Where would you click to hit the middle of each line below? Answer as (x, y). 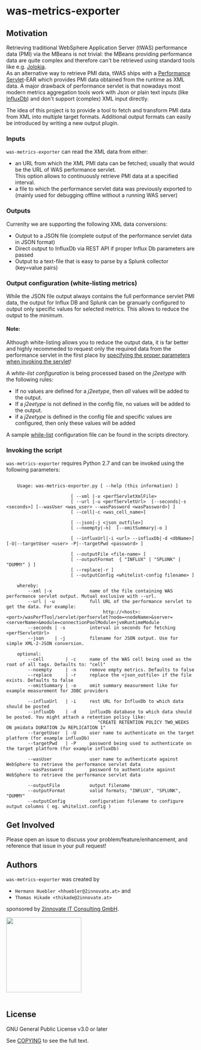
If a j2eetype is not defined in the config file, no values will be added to (103, 404)
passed (24, 255)
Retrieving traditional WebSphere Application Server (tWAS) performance (97, 47)
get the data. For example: (41, 607)
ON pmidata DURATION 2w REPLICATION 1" (56, 728)
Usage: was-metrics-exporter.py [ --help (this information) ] (98, 486)
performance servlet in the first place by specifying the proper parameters (98, 355)
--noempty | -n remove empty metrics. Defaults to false (111, 670)
